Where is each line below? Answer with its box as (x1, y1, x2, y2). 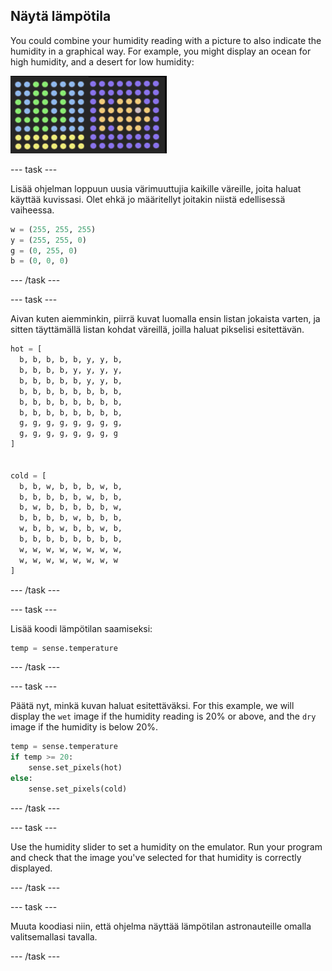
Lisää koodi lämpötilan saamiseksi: (10, 622, 153, 634)
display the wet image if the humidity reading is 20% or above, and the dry (10, 710, 317, 723)
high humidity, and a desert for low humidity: (10, 55, 195, 68)
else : (10, 774, 33, 784)
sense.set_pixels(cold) (28, 784, 128, 794)
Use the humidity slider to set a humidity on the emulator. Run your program (10, 840, 323, 853)
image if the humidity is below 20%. (10, 721, 159, 733)
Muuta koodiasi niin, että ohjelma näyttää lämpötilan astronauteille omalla (10, 920, 312, 932)
